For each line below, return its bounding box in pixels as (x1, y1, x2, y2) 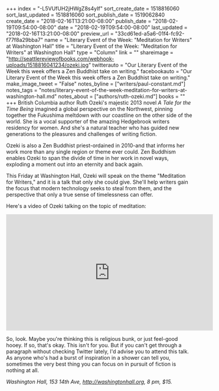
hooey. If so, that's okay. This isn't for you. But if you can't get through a (6, 342, 182, 348)
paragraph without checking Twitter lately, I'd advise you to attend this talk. (6, 348, 189, 355)
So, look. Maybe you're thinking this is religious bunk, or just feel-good (6, 335, 178, 342)
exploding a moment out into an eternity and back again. (6, 161, 143, 168)
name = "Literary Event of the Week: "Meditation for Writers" (44, 37, 192, 43)
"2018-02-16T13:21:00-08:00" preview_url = (6, 30, 114, 37)
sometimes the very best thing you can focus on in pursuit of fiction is (6, 360, 176, 367)
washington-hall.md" (6, 93, 57, 100)
